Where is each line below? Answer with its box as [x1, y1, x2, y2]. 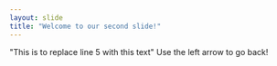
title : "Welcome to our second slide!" [9, 22, 162, 31]
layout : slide [9, 13, 64, 23]
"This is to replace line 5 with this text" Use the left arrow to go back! [9, 46, 269, 57]
